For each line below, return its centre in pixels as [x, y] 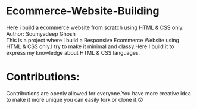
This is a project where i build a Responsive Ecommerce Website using [93, 40]
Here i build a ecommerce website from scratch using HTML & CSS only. [95, 27]
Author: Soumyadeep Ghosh [41, 33]
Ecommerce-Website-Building [83, 11]
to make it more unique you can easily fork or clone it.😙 [75, 99]
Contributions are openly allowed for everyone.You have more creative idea [99, 93]
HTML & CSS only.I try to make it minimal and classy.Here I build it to [90, 46]
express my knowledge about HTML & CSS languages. [73, 52]
